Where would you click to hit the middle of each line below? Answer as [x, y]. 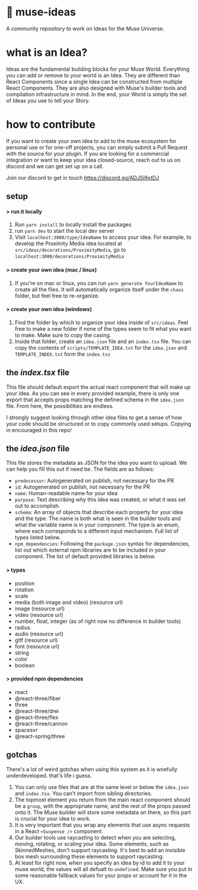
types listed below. [38, 537]
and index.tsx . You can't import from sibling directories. [83, 793]
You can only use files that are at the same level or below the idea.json [102, 787]
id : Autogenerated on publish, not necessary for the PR [82, 487]
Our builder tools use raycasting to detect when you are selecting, [95, 837]
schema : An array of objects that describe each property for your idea [99, 512]
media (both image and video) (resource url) [69, 602]
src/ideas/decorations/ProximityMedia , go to [70, 250]
